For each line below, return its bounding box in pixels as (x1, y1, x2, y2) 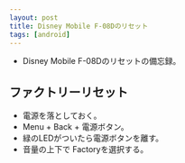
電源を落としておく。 (22, 110, 102, 122)
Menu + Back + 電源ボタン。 (22, 122, 129, 132)
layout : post (9, 13, 59, 23)
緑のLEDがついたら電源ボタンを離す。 (22, 132, 164, 144)
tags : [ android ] (9, 30, 70, 39)
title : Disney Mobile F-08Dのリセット (9, 22, 149, 31)
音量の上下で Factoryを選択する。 (22, 144, 149, 155)
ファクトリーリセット (9, 85, 128, 100)
